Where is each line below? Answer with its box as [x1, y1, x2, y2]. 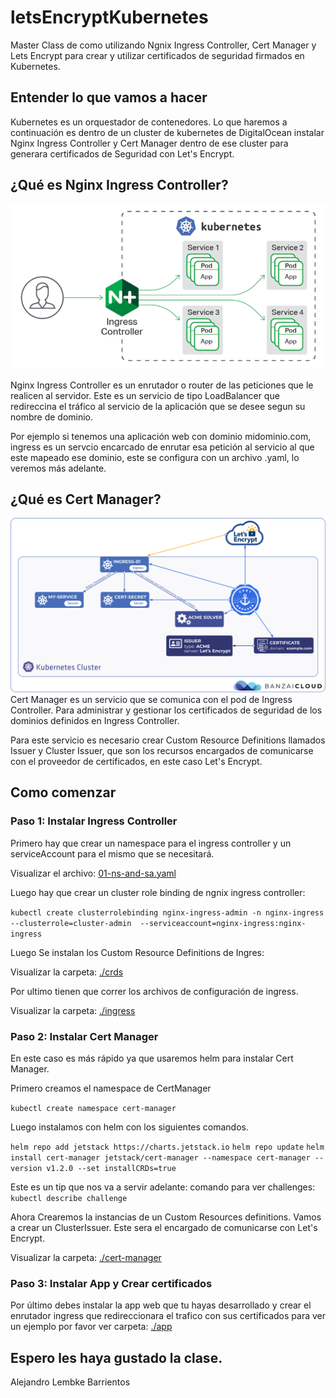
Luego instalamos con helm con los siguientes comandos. [10, 1121, 250, 1133]
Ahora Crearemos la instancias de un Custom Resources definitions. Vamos [10, 1211, 322, 1223]
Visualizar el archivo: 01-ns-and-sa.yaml [10, 867, 177, 879]
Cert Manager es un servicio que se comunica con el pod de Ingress [10, 693, 293, 705]
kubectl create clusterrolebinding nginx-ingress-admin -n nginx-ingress [10, 907, 325, 918]
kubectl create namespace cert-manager [10, 1103, 177, 1113]
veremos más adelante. [10, 462, 107, 474]
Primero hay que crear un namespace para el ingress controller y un [10, 837, 292, 849]
